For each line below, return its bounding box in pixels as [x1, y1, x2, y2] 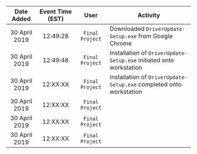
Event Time [39, 8, 72, 15]
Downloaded [109, 25, 145, 33]
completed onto [138, 80, 182, 88]
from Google [138, 32, 173, 40]
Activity [137, 11, 160, 19]
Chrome [109, 39, 132, 47]
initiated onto [138, 56, 175, 64]
